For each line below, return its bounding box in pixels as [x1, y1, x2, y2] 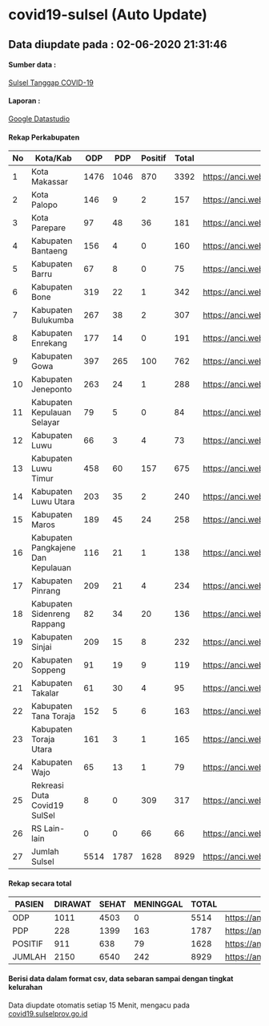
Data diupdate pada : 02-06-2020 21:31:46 [8, 38, 227, 51]
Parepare [31, 222, 66, 233]
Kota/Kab [34, 152, 72, 164]
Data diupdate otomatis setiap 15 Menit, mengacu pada [8, 1000, 191, 1010]
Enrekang [31, 338, 68, 349]
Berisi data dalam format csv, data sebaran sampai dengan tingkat [8, 973, 234, 983]
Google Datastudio [8, 114, 70, 124]
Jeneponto [31, 383, 72, 395]
